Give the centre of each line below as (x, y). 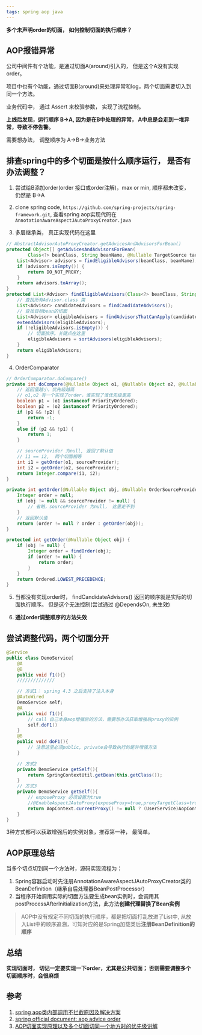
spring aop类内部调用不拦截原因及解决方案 (68, 1012)
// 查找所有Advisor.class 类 (51, 300)
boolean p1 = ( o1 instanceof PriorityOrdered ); (78, 401)
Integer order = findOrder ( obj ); (70, 551)
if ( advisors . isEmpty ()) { (51, 266)
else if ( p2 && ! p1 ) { (45, 429)
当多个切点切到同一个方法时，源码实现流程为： (64, 869)
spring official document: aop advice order (68, 1019)
